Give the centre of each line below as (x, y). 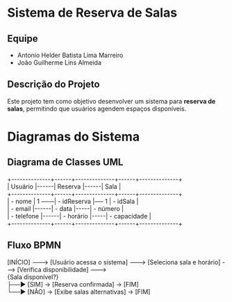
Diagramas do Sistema (74, 136)
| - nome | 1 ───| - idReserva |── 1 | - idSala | (73, 201)
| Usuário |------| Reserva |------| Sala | (64, 186)
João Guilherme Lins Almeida (59, 63)
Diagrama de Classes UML (65, 162)
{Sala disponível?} (33, 277)
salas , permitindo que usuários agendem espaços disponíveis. (97, 109)
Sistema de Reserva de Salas (92, 13)
